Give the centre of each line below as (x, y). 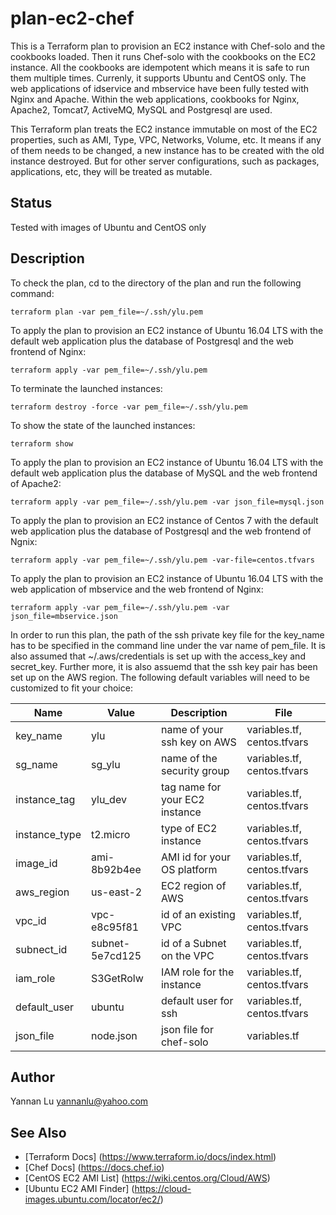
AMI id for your (196, 857)
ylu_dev (108, 799)
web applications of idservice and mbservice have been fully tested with (160, 88)
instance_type (48, 834)
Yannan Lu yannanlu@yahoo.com (79, 1101)
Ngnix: (24, 541)
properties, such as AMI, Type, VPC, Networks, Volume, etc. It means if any (166, 139)
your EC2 (182, 799)
